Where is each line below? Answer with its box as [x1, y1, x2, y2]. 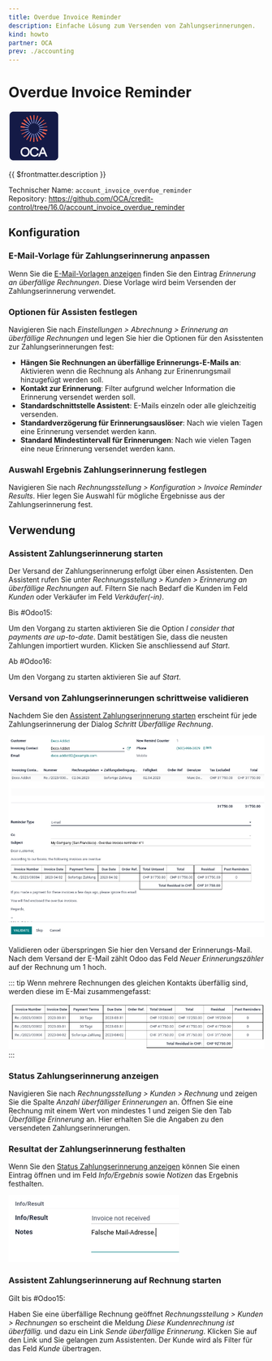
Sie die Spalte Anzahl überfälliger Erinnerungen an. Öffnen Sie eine [8, 1096, 234, 1107]
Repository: [8, 194, 47, 204]
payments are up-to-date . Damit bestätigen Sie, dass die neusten [8, 632, 228, 642]
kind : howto [8, 30, 49, 38]
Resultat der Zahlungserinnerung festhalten [8, 1143, 186, 1154]
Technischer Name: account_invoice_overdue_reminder [8, 185, 192, 195]
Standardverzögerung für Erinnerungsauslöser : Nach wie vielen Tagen [19, 418, 263, 428]
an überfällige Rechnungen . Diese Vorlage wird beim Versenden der [8, 277, 237, 287]
